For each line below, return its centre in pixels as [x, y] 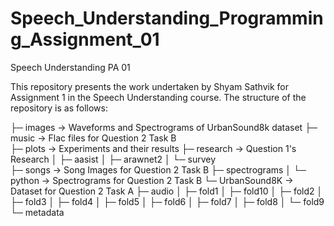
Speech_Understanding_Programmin [167, 18]
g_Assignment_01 [85, 39]
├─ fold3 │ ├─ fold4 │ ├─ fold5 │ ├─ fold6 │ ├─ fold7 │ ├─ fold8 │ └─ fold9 [167, 201]
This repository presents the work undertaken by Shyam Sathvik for [150, 86]
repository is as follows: [59, 108]
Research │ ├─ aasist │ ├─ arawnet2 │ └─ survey [113, 159]
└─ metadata [37, 212]
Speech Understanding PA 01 [70, 67]
